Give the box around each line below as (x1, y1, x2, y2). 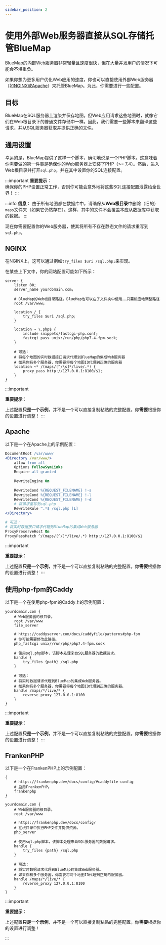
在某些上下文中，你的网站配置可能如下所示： (5, 269, 96, 274)
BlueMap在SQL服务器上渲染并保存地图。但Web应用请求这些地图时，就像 (5, 112, 154, 119)
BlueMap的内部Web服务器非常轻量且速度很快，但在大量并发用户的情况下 (5, 60, 154, 66)
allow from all (14, 460, 45, 465)
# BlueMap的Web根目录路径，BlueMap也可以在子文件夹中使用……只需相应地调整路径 (14, 297, 160, 302)
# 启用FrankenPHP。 (14, 785, 52, 790)
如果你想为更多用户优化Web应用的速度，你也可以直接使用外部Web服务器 (5, 76, 154, 82)
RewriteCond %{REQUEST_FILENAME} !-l (14, 493, 92, 497)
